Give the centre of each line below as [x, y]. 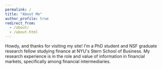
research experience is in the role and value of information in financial [75, 56]
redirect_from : [20, 23]
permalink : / [18, 9]
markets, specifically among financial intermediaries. [58, 61]
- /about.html [24, 32]
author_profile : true [27, 18]
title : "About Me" [24, 14]
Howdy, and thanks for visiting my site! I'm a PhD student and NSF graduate [81, 46]
